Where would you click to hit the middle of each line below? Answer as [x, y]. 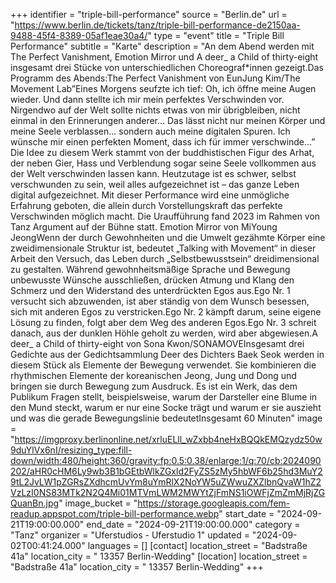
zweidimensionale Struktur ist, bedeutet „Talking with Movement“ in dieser [163, 248]
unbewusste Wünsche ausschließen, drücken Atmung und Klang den [152, 280]
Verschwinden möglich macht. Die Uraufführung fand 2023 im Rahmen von [165, 216]
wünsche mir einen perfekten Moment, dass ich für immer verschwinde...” [163, 142]
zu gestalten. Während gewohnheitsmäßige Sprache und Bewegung [150, 269]
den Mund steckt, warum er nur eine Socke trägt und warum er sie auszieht [166, 407]
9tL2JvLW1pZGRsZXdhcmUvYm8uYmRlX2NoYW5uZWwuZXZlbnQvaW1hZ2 [166, 482]
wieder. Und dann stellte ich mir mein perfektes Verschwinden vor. [147, 99]
